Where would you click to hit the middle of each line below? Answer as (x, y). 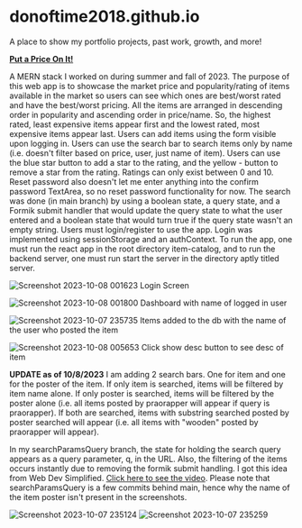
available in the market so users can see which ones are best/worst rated (145, 96)
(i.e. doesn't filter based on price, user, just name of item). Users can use (145, 153)
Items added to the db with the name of (213, 320)
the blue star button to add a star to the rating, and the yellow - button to (144, 162)
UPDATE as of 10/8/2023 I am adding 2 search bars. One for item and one (148, 374)
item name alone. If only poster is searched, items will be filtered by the (142, 393)
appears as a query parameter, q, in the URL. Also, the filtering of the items (148, 459)
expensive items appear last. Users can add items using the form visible (143, 133)
